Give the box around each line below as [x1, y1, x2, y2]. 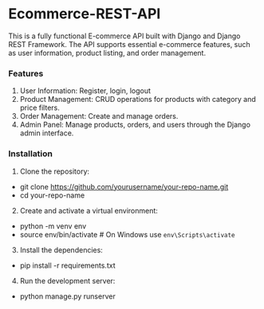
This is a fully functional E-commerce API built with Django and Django [8, 31, 241, 41]
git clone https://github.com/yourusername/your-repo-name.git [19, 182, 229, 191]
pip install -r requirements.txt [19, 260, 116, 270]
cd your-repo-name [19, 190, 85, 200]
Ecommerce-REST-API [8, 5, 161, 23]
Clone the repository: [19, 166, 90, 176]
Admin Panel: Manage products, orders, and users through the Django [19, 120, 251, 130]
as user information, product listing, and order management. [8, 48, 206, 57]
